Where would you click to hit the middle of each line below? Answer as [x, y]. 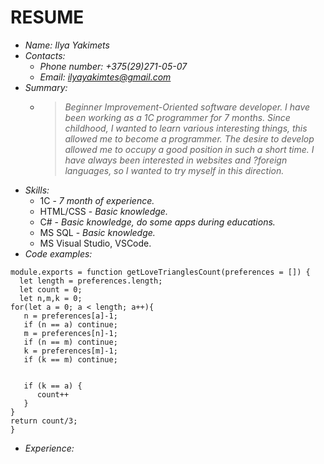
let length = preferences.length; [91, 281]
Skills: [37, 190]
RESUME [47, 17]
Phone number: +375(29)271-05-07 [113, 66]
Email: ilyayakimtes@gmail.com [105, 77]
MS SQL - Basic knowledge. [97, 232]
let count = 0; [51, 289]
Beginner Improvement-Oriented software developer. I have [187, 107]
